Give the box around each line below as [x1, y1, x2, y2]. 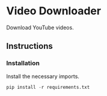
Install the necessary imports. [6, 73, 80, 80]
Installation [6, 59, 40, 67]
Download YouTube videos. [6, 24, 74, 31]
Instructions [6, 41, 53, 51]
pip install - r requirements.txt [6, 84, 90, 90]
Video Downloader [6, 4, 101, 18]
